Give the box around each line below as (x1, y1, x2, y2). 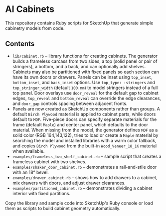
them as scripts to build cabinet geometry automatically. (5, 205, 121, 211)
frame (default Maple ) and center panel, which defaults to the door (12, 121, 149, 127)
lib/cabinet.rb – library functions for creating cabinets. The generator (12, 53, 158, 59)
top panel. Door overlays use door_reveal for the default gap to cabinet (12, 90, 159, 96)
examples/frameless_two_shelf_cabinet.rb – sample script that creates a (12, 153, 162, 159)
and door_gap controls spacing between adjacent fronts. (12, 101, 128, 107)
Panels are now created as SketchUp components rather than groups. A (12, 106, 161, 111)
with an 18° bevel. (12, 169, 49, 175)
